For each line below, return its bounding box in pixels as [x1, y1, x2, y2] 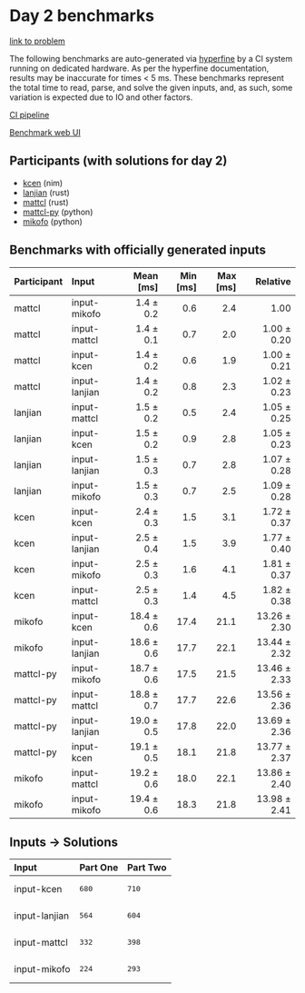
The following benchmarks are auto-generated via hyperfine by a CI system [9, 53, 293, 64]
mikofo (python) [22, 215, 84, 227]
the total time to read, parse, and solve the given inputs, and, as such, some [9, 82, 293, 93]
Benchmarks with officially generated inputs [9, 243, 266, 258]
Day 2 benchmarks [9, 5, 154, 26]
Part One [79, 861, 119, 874]
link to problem [9, 35, 65, 46]
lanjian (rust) [22, 187, 70, 198]
